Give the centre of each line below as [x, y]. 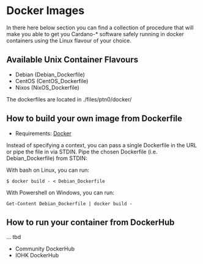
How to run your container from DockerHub [90, 222]
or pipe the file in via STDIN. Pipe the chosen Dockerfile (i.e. [82, 152]
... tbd [14, 237]
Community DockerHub [45, 249]
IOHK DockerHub [37, 255]
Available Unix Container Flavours [72, 60]
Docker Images [45, 11]
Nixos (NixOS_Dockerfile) [47, 87]
